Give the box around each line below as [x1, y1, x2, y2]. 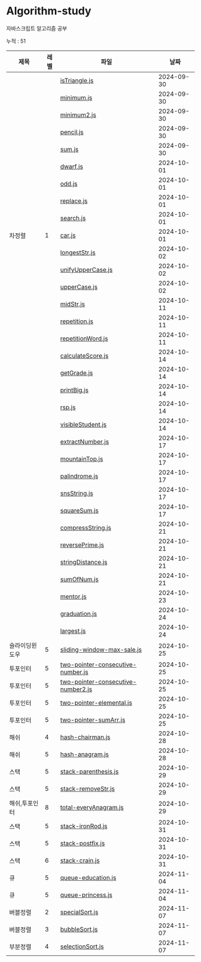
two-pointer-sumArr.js [60, 716, 126, 724]
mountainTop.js [60, 455, 103, 463]
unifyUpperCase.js [60, 265, 113, 273]
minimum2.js [60, 111, 97, 119]
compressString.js [60, 523, 112, 532]
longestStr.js [60, 248, 96, 257]
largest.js [60, 626, 86, 635]
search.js [60, 214, 86, 222]
